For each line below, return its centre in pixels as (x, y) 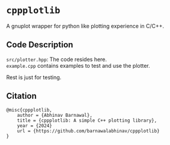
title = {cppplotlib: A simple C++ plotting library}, (87, 120)
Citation (22, 96)
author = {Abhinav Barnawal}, (55, 115)
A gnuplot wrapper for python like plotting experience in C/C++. (85, 26)
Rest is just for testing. (34, 77)
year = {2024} (35, 126)
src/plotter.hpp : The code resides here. (56, 59)
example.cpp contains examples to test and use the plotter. (78, 65)
